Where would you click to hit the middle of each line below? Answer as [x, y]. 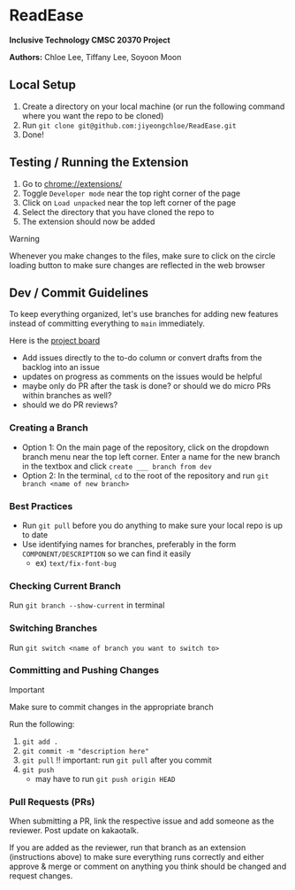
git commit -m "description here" [85, 751]
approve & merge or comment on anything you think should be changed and [148, 867]
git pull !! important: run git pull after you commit [117, 760]
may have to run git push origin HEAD [105, 778]
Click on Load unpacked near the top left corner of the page [129, 202]
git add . [40, 742]
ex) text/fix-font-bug [76, 562]
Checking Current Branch [65, 585]
